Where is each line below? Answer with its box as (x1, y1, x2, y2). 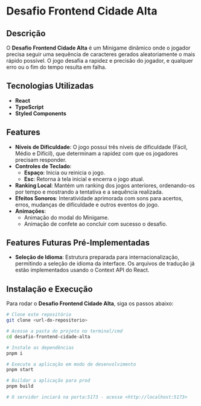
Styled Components (14, 110, 66, 117)
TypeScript (14, 103, 44, 110)
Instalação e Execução (6, 284, 93, 294)
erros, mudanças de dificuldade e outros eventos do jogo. (14, 201, 159, 208)
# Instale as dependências (6, 344, 74, 350)
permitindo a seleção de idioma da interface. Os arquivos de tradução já (14, 260, 195, 267)
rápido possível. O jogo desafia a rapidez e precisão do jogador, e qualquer (6, 57, 193, 64)
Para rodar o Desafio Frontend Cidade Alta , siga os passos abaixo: (6, 300, 174, 307)
